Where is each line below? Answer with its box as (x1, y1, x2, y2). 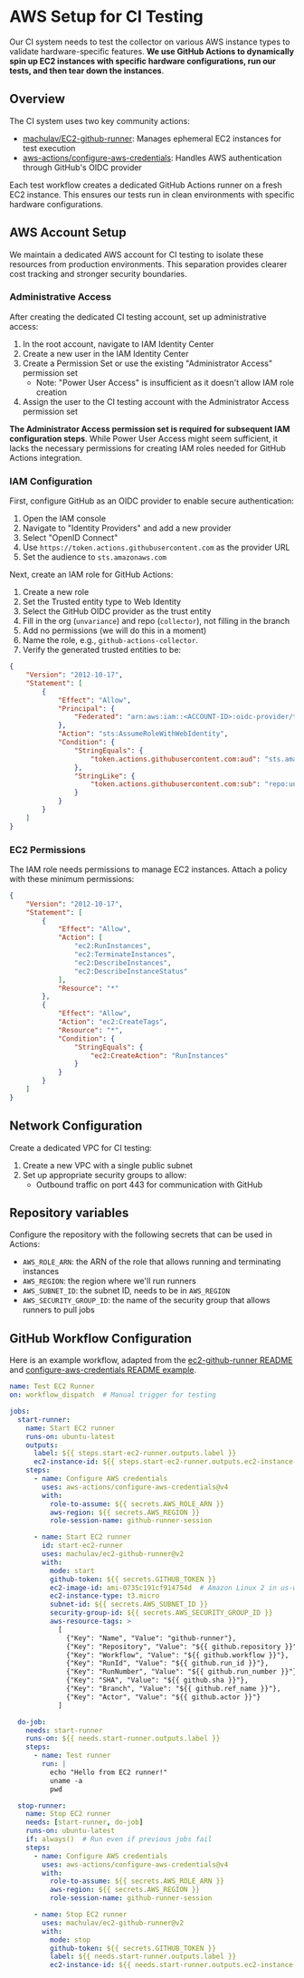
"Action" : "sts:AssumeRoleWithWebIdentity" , (57, 729, 229, 739)
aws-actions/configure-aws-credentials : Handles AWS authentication (22, 152, 282, 163)
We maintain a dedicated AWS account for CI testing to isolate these (9, 249, 264, 260)
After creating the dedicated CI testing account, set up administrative (9, 311, 267, 322)
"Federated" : (73, 713, 124, 722)
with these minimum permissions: (9, 873, 135, 884)
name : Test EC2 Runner (9, 1382, 95, 1391)
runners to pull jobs (22, 1304, 95, 1315)
